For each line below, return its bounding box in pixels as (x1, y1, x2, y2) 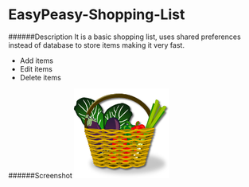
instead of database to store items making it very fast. (8, 40, 185, 49)
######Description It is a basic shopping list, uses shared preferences (8, 32, 241, 41)
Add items (19, 56, 54, 65)
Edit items (19, 64, 53, 73)
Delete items (19, 72, 61, 82)
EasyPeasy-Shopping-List (8, 6, 185, 24)
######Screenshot (8, 170, 73, 180)
